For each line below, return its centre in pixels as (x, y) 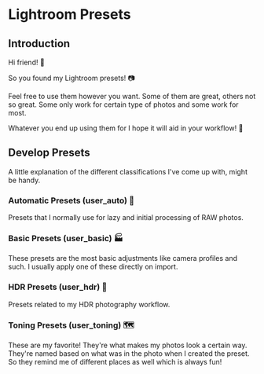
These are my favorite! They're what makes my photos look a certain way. (128, 345)
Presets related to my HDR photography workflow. (89, 304)
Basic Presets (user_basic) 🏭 (66, 239)
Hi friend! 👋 (26, 62)
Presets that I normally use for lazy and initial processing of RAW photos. (126, 218)
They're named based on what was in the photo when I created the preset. (129, 354)
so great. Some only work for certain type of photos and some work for (123, 104)
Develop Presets (49, 153)
